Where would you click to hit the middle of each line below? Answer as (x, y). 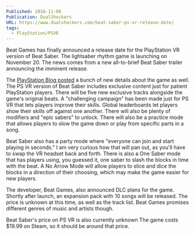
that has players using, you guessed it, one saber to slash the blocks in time (97, 160)
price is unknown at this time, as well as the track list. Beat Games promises (97, 202)
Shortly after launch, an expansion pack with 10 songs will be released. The (97, 196)
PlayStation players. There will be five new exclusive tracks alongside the (94, 93)
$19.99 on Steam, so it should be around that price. (68, 226)
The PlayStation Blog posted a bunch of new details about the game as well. (98, 80)
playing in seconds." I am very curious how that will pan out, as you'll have (96, 148)
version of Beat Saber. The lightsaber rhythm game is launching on (87, 56)
